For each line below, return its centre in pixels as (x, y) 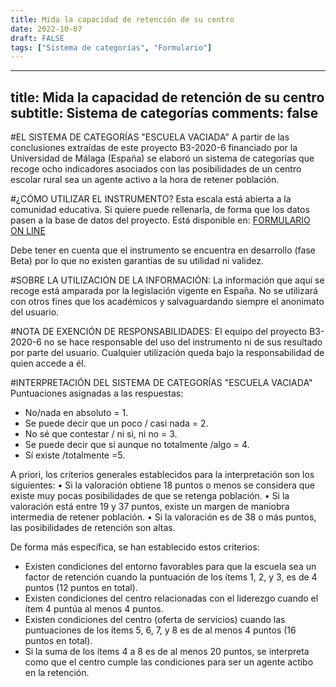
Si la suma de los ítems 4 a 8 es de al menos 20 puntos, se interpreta (167, 652)
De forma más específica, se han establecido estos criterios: (135, 547)
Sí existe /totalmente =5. (75, 455)
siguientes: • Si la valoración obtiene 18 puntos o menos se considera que (162, 485)
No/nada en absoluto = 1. (76, 413)
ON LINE (28, 231)
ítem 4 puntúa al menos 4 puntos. (94, 609)
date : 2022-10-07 (46, 29)
